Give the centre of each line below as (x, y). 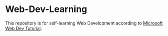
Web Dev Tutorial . (24, 28)
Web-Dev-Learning (46, 9)
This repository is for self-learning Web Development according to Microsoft (84, 23)
